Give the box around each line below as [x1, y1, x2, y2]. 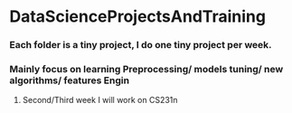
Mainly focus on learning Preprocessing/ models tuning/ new [9, 63, 284, 76]
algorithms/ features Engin [9, 74, 129, 87]
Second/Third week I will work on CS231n [22, 95, 178, 106]
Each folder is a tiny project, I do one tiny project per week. [9, 39, 273, 52]
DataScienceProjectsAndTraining [9, 6, 267, 27]
